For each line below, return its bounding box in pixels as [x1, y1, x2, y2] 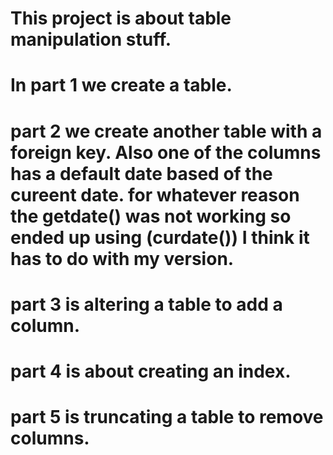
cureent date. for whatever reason [10, 183, 300, 206]
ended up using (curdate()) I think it [10, 226, 310, 249]
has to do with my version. [10, 247, 235, 270]
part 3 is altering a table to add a [10, 293, 283, 316]
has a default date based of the [10, 162, 273, 185]
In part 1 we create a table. [10, 74, 233, 97]
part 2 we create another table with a [10, 120, 323, 142]
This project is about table [10, 7, 232, 30]
